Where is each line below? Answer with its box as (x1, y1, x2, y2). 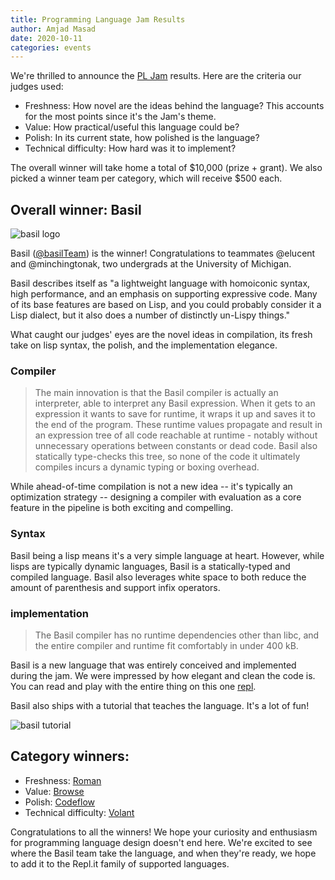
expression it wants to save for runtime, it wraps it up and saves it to (34, 408, 316, 420)
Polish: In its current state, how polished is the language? (24, 132, 260, 144)
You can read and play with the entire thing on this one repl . (10, 680, 257, 692)
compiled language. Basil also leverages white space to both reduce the (10, 571, 307, 583)
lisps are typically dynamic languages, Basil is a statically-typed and (10, 560, 291, 572)
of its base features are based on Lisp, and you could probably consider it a (10, 299, 322, 311)
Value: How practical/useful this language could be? (24, 121, 240, 133)
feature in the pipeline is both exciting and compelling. (10, 502, 234, 514)
